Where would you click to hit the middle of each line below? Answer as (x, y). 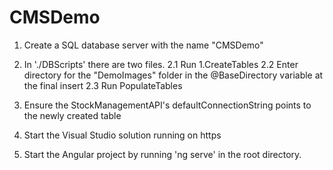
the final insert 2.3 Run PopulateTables (103, 85)
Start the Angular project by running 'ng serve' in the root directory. (162, 154)
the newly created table (72, 115)
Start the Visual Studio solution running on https (122, 135)
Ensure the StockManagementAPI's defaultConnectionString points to (167, 105)
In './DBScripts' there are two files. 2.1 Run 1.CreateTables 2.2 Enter (161, 64)
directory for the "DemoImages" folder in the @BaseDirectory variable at (173, 75)
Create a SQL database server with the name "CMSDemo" (143, 45)
